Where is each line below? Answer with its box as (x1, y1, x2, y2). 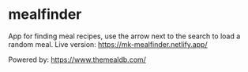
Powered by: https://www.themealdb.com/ (8, 55, 146, 64)
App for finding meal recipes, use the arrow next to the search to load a (8, 31, 241, 41)
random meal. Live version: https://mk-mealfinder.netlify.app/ (8, 39, 208, 49)
